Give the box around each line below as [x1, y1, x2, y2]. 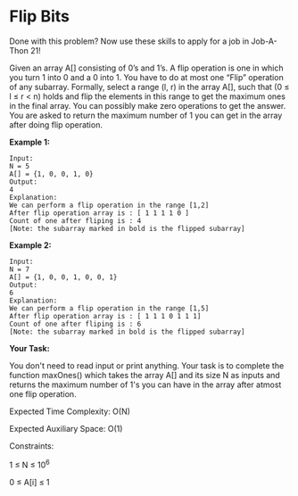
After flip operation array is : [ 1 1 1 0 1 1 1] [9, 311, 202, 320]
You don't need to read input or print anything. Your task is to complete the [9, 360, 285, 371]
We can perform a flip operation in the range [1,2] [9, 201, 210, 210]
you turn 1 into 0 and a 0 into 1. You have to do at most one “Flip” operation [9, 71, 284, 82]
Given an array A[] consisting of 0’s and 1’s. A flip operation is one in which [9, 62, 284, 73]
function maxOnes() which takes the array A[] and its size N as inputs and [9, 369, 281, 380]
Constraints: [9, 440, 54, 451]
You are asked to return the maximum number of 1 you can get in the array [9, 110, 283, 120]
